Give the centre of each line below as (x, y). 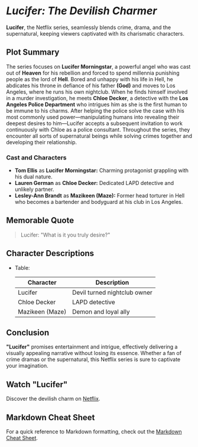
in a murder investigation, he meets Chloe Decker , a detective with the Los (97, 98)
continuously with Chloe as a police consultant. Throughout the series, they (98, 129)
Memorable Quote (40, 221)
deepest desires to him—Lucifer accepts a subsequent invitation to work (95, 123)
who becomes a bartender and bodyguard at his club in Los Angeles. (99, 202)
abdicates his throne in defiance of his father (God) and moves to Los (91, 85)
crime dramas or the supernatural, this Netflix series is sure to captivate (93, 359)
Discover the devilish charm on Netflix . (53, 399)
